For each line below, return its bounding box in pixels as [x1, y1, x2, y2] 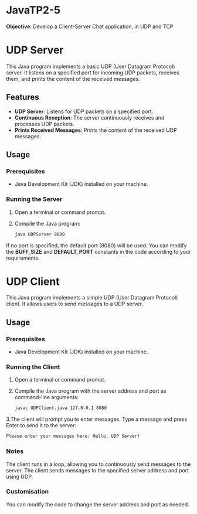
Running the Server [6, 195, 63, 203]
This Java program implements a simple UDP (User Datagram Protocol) [6, 294, 178, 301]
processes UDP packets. [14, 120, 74, 127]
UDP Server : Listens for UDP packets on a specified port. [14, 108, 154, 115]
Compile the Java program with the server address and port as [14, 387, 167, 394]
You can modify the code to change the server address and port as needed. [6, 501, 189, 508]
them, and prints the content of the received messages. [6, 75, 141, 82]
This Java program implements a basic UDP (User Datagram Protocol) [6, 63, 175, 70]
